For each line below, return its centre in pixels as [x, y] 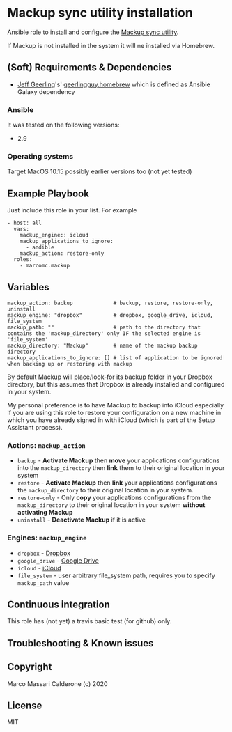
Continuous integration [59, 604]
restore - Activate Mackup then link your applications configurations [117, 483]
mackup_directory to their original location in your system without [111, 505]
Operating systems [40, 156]
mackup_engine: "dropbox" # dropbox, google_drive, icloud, [110, 315]
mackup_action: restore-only [62, 254]
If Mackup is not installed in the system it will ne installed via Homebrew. [111, 45]
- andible [40, 248]
